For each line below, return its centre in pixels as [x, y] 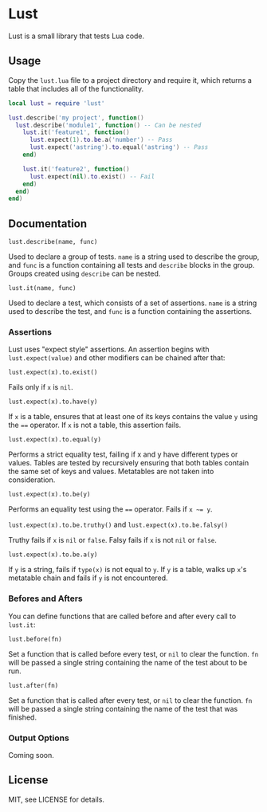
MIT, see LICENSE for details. [57, 799]
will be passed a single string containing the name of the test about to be [128, 662]
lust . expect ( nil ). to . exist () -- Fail [92, 176]
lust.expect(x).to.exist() [53, 373]
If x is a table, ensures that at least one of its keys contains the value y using [133, 417]
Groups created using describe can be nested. [84, 274]
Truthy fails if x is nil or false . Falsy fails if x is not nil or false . [113, 540]
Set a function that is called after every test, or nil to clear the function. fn [130, 700]
